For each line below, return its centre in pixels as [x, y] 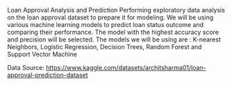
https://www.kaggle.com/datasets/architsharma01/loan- [126, 68]
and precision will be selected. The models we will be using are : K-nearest [114, 40]
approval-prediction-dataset [48, 75]
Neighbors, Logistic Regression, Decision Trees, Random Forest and [105, 47]
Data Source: [26, 68]
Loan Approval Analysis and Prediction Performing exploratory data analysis [116, 10]
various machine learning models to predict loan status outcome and [105, 25]
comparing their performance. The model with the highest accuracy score [113, 32]
